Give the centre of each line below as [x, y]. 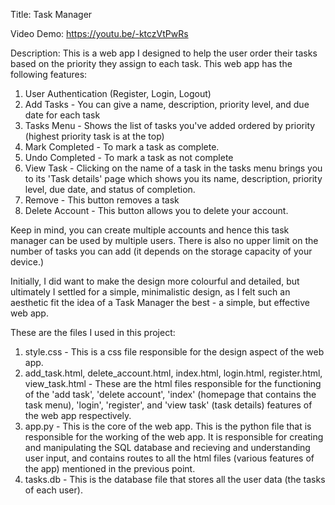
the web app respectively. [78, 415]
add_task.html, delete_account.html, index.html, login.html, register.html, [173, 373]
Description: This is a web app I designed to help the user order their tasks [164, 53]
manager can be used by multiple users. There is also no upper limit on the [164, 240]
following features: [49, 74]
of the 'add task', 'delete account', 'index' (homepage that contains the [170, 394]
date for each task [62, 115]
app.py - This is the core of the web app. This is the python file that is [168, 426]
